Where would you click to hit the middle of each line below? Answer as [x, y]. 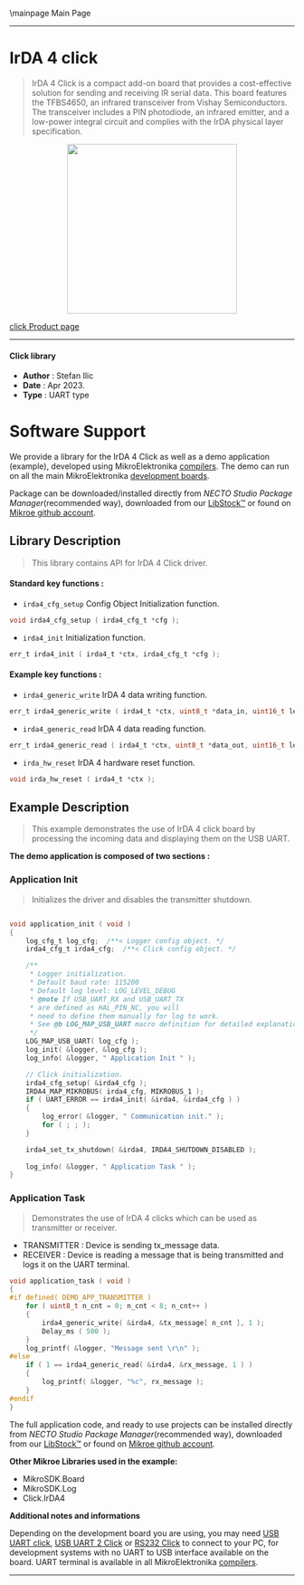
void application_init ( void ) [70, 924]
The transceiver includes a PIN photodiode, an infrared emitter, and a [160, 111]
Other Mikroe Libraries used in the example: [94, 1461]
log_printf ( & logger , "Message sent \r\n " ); [113, 1348]
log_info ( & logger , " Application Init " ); [111, 1058]
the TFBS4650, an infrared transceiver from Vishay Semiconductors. [159, 102]
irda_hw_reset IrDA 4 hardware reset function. [109, 762]
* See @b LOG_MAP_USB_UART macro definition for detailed [141, 1025]
